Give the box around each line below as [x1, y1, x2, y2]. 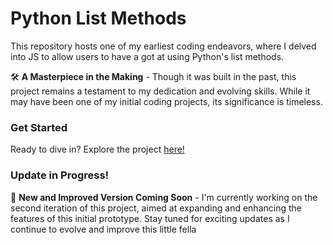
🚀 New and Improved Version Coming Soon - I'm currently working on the [10, 191, 318, 203]
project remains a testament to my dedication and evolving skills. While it [10, 85, 311, 97]
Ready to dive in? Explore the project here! [10, 143, 185, 156]
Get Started [10, 120, 68, 134]
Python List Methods [10, 7, 187, 30]
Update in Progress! [10, 168, 110, 182]
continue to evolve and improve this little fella [10, 223, 197, 235]
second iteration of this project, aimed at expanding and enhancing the [10, 202, 302, 214]
